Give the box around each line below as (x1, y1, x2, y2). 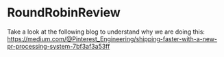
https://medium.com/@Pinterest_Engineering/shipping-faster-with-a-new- (7, 34, 218, 43)
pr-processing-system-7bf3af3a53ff (7, 42, 110, 50)
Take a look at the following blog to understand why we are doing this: (7, 27, 206, 36)
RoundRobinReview (7, 5, 121, 21)
